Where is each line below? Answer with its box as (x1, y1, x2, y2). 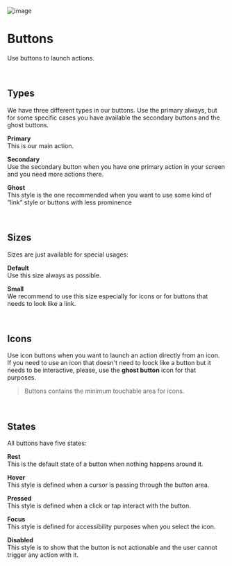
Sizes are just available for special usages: (7, 250, 129, 259)
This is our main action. (7, 141, 74, 149)
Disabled (7, 536, 33, 544)
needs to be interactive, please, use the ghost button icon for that (7, 366, 197, 375)
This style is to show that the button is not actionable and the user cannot (7, 543, 217, 552)
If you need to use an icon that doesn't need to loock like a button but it (7, 359, 212, 367)
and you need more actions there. (7, 170, 104, 178)
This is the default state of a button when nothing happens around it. (7, 460, 204, 469)
